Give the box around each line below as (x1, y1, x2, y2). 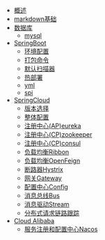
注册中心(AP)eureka (24, 121, 81, 130)
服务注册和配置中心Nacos (24, 225, 98, 233)
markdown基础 (13, 15, 57, 23)
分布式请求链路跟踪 (24, 209, 80, 217)
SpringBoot (13, 39, 47, 47)
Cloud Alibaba (13, 217, 55, 225)
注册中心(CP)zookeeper (24, 130, 92, 138)
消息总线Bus (24, 191, 60, 200)
